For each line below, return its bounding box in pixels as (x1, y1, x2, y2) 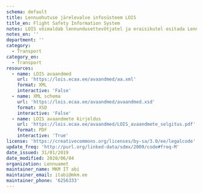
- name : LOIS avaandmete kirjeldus (11, 116, 101, 122)
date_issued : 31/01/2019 (6, 149, 69, 155)
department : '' (6, 37, 45, 43)
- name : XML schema (11, 93, 61, 99)
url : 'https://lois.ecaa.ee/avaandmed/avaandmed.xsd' (17, 99, 155, 105)
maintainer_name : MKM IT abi (6, 166, 80, 172)
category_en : (6, 54, 39, 60)
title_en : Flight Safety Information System (6, 20, 120, 26)
